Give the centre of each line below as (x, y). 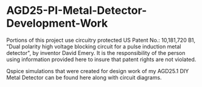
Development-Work (57, 23)
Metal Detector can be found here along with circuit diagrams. (84, 77)
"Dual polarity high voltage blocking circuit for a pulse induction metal (94, 47)
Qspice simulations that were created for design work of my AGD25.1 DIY (98, 71)
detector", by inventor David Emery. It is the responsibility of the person (96, 53)
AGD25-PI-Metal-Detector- (77, 11)
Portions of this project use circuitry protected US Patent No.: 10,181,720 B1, (101, 40)
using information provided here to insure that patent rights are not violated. (101, 59)
